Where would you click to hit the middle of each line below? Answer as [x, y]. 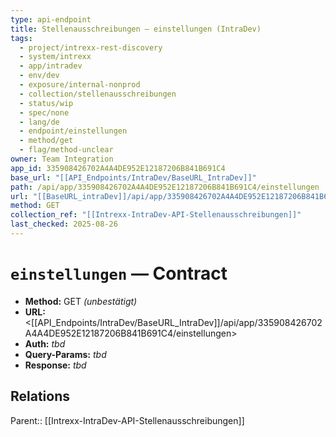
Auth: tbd [45, 343]
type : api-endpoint [51, 19]
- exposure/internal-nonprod [80, 85]
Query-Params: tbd [65, 354]
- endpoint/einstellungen [73, 131]
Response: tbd [55, 365]
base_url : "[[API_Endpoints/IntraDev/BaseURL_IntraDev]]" [133, 177]
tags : [21, 38]
